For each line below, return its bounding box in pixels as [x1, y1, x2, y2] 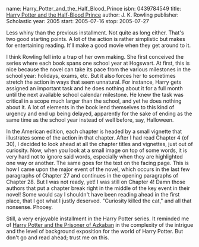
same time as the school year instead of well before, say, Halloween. [6, 116, 174, 123]
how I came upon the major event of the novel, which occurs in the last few [6, 166, 190, 173]
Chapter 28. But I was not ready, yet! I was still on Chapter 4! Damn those [6, 178, 186, 185]
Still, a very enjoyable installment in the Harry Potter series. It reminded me [6, 215, 189, 222]
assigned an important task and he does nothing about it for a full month [6, 85, 183, 91]
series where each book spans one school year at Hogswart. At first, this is [6, 59, 190, 66]
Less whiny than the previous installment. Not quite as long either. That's [6, 29, 184, 36]
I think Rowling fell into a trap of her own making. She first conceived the [6, 53, 184, 60]
